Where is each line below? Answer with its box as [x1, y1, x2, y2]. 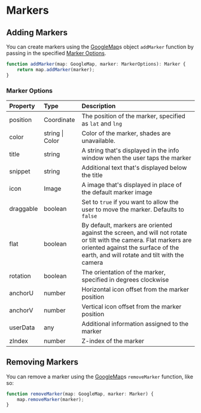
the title [81, 171, 103, 179]
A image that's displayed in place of [81, 181, 182, 189]
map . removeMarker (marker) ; [17, 396, 84, 402]
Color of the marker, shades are [81, 129, 171, 137]
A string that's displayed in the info [81, 146, 179, 154]
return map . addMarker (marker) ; [17, 66, 95, 72]
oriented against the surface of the [81, 243, 179, 252]
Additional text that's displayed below [81, 163, 187, 172]
